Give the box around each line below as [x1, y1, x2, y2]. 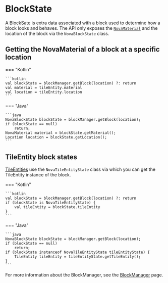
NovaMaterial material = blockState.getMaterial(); [5, 130, 116, 135]
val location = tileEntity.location [5, 89, 82, 95]
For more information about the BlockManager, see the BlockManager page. [5, 271, 163, 278]
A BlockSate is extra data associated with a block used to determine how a [5, 20, 160, 26]
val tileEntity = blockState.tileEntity [14, 204, 100, 210]
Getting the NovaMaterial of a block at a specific [5, 45, 160, 54]
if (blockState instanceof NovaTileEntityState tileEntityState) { [5, 250, 150, 255]
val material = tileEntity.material [5, 85, 82, 90]
